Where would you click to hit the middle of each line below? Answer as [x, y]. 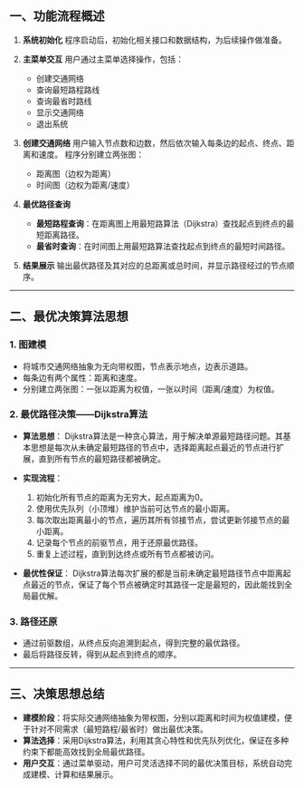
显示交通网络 [60, 112]
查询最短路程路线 [68, 90]
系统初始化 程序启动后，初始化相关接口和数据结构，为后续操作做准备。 [154, 40]
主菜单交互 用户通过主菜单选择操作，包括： [103, 59]
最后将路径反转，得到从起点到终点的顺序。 [102, 655]
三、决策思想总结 [57, 694]
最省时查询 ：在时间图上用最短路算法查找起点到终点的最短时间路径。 [163, 246]
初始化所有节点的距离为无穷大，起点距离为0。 [122, 497]
